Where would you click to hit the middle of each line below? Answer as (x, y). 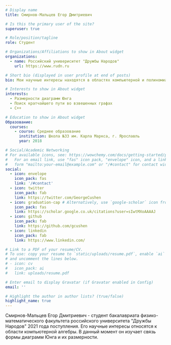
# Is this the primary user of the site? (50, 24)
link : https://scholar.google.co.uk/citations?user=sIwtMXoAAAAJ (85, 212)
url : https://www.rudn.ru (42, 66)
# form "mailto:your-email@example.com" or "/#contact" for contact (82, 164)
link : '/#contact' (34, 183)
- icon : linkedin (28, 231)
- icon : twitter (27, 188)
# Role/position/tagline (32, 38)
